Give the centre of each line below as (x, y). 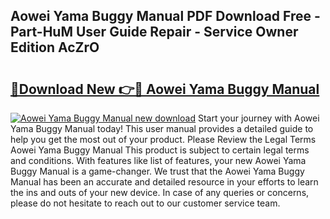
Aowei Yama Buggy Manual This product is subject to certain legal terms (160, 150)
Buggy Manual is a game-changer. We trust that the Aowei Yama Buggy (157, 171)
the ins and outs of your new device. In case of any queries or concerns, (160, 192)
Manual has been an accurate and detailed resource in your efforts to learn (164, 182)
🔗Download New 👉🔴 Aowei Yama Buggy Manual (165, 89)
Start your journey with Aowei (258, 118)
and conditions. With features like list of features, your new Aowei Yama (158, 160)
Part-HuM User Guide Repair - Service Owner (154, 32)
